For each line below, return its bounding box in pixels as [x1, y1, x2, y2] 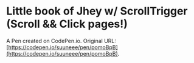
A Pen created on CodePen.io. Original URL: [6, 37, 117, 44]
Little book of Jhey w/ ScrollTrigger [6, 4, 188, 18]
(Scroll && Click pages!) [6, 17, 128, 31]
